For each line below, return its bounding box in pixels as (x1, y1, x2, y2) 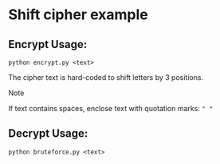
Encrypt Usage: (8, 38, 88, 51)
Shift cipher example (8, 6, 149, 24)
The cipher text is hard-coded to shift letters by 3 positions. (8, 73, 204, 82)
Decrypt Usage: (8, 126, 88, 141)
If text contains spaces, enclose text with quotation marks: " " (8, 104, 213, 113)
